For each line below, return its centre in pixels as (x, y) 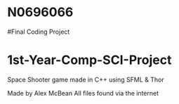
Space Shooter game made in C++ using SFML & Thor (86, 79)
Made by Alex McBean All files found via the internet (83, 93)
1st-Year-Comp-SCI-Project (89, 60)
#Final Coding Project (39, 32)
